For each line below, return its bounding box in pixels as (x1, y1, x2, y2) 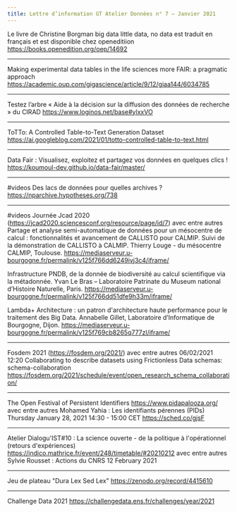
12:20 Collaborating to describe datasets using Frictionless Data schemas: (7, 356, 223, 364)
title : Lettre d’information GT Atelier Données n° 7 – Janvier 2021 (7, 10, 217, 18)
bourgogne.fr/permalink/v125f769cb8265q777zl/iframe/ (7, 328, 171, 337)
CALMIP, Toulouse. (7, 248, 63, 257)
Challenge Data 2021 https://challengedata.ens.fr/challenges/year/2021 (7, 497, 215, 505)
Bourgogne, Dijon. (7, 320, 60, 329)
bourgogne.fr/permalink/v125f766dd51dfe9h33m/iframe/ (7, 292, 173, 300)
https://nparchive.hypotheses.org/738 (7, 191, 118, 199)
